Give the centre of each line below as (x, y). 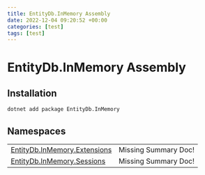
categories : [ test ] (36, 26)
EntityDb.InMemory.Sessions (58, 161)
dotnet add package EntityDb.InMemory (63, 109)
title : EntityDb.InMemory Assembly (59, 14)
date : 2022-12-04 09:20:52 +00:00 (58, 20)
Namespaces (37, 131)
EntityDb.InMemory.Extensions (61, 149)
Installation (32, 93)
